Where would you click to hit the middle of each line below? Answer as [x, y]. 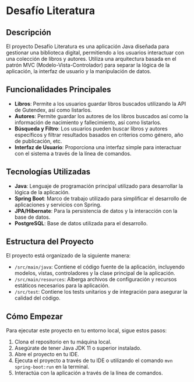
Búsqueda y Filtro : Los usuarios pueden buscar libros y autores [91, 128]
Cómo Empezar [34, 316]
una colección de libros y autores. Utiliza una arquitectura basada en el [91, 59]
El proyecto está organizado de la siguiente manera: [68, 256]
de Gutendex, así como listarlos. [53, 110]
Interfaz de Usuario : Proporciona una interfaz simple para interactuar [98, 147]
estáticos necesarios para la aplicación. [62, 285]
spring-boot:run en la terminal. [52, 367]
